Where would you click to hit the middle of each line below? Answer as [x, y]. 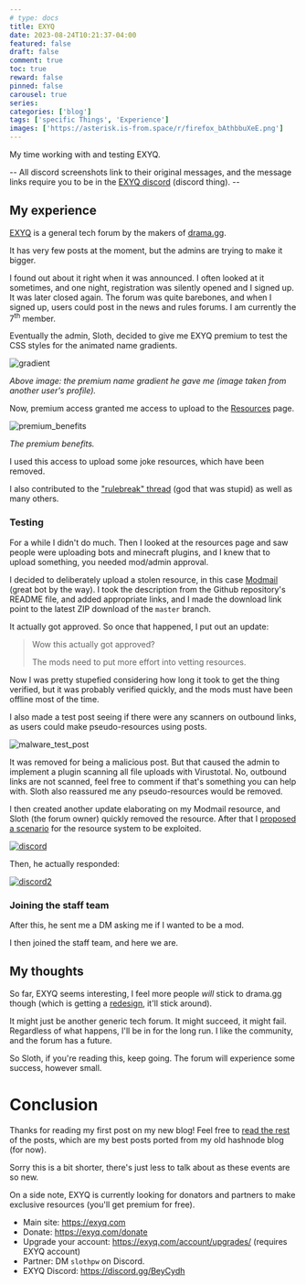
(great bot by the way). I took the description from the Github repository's [148, 589]
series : [24, 103]
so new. [24, 1177]
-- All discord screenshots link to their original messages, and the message [151, 172]
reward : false [37, 78]
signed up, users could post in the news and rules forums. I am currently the [153, 306]
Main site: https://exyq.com [74, 1222]
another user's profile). [53, 391]
